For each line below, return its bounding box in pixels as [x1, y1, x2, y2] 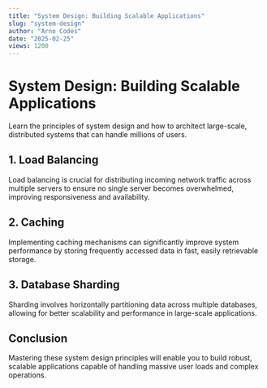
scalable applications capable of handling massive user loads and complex [8, 362, 259, 372]
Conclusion [8, 331, 68, 345]
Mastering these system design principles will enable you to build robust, [8, 353, 253, 363]
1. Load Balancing [8, 153, 99, 167]
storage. [8, 254, 37, 264]
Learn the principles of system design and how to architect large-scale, [8, 121, 248, 131]
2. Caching [8, 216, 65, 230]
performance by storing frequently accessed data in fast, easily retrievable [8, 245, 258, 256]
